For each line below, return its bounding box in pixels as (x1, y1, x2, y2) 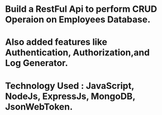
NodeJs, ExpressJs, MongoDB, (5, 90, 135, 102)
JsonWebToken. (5, 101, 73, 112)
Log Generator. (5, 58, 68, 69)
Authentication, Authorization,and (5, 47, 150, 58)
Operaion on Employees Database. (5, 14, 151, 25)
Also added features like (5, 37, 108, 48)
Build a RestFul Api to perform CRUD (5, 3, 158, 15)
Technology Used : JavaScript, (5, 80, 134, 91)
